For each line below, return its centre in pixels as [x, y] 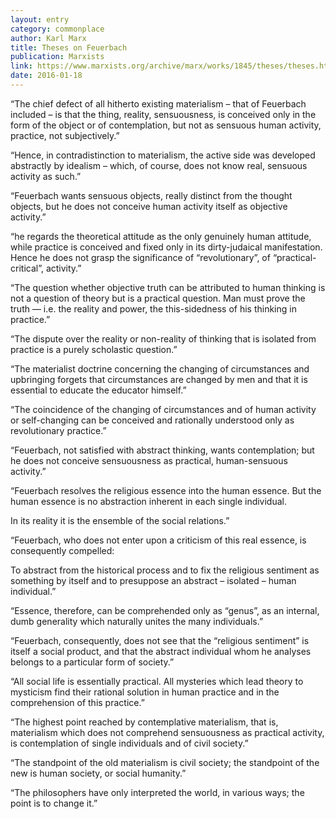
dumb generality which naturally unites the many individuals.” [137, 621]
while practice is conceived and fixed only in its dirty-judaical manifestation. [166, 247]
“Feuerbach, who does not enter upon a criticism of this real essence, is [158, 540]
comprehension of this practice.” [77, 702]
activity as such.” [46, 176]
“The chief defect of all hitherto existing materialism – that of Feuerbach [158, 103]
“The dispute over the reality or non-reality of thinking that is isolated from [163, 338]
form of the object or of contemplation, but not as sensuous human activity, [166, 125]
